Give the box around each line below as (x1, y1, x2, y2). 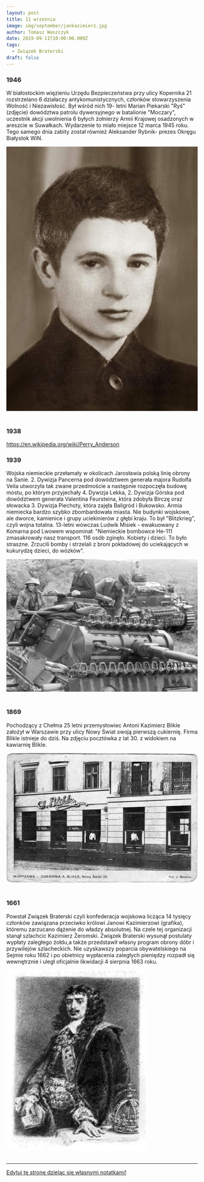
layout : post (6, 10, 39, 16)
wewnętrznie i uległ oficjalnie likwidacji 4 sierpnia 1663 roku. (6, 958, 158, 965)
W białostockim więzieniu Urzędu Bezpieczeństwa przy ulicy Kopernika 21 (6, 89, 192, 97)
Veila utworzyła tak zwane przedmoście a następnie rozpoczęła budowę (6, 483, 187, 490)
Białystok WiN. (6, 134, 43, 142)
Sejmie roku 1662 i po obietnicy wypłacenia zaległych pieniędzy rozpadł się (6, 951, 195, 958)
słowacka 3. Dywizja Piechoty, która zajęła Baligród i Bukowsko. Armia (6, 502, 182, 509)
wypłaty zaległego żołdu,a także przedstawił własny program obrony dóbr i (6, 938, 194, 946)
